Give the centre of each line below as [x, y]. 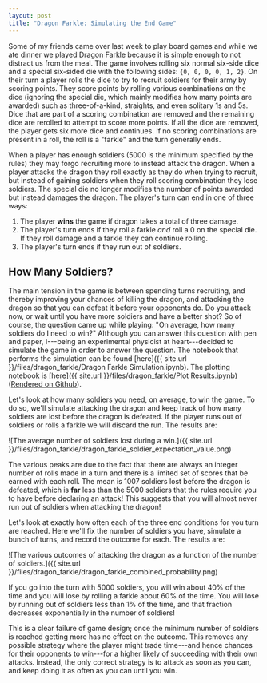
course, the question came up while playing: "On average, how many [122, 325]
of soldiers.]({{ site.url [45, 563]
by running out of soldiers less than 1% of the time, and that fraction [120, 605]
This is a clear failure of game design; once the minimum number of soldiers [134, 629]
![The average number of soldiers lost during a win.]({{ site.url [110, 441]
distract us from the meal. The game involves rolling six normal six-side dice [134, 63]
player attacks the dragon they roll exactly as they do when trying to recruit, [133, 172]
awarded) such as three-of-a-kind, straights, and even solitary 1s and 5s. [128, 105]
